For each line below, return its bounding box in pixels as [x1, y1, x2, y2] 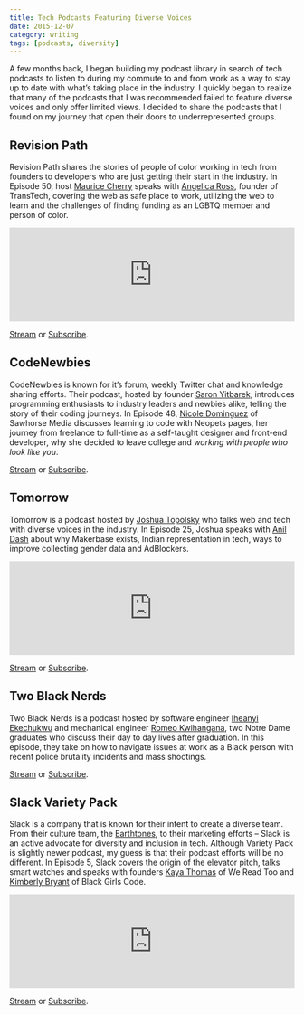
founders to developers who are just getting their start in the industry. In [9, 171, 278, 182]
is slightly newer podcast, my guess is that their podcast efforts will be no [9, 848, 284, 858]
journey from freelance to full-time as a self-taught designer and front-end [9, 427, 288, 438]
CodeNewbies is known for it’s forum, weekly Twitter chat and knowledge [9, 379, 284, 390]
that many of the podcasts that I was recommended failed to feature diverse [9, 92, 293, 103]
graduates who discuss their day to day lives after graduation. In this [9, 732, 265, 743]
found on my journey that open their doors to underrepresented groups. [9, 111, 278, 122]
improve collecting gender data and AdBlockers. [9, 543, 190, 554]
